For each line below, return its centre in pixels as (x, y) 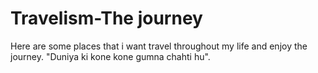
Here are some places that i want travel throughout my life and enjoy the (159, 46)
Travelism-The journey (106, 18)
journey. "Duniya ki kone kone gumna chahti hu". (110, 56)
